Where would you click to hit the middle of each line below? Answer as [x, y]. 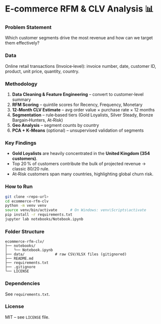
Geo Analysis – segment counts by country [56, 125]
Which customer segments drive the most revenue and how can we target [79, 38]
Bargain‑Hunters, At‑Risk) [37, 120]
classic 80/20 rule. [31, 169]
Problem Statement [28, 28]
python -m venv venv [26, 206]
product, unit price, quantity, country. [42, 71]
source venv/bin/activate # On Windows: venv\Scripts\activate [76, 210]
